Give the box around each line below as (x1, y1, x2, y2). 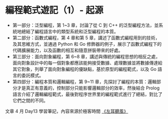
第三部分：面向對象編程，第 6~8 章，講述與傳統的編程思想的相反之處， (12, 53, 160, 59)
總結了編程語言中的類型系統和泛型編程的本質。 (21, 28, 119, 34)
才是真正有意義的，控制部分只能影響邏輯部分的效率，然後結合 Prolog (17, 85, 160, 91)
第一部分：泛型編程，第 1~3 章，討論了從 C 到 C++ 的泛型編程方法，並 (12, 22, 159, 28)
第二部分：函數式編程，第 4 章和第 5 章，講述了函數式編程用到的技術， (12, 35, 160, 41)
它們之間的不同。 (12, 97, 48, 103)
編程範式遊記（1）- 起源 (5, 5, 104, 16)
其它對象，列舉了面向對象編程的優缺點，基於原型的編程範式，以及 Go (12, 66, 157, 72)
